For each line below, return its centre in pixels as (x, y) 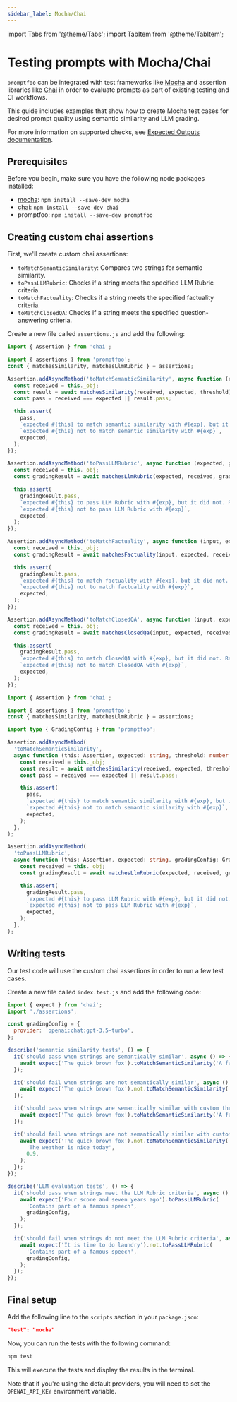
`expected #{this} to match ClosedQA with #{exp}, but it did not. (121, 659)
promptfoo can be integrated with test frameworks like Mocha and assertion (117, 82)
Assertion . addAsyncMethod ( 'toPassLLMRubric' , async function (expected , (116, 463)
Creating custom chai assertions (80, 237)
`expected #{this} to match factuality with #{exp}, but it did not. (124, 581)
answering (33, 320)
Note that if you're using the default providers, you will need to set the (109, 1383)
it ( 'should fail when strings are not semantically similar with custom (123, 1134)
